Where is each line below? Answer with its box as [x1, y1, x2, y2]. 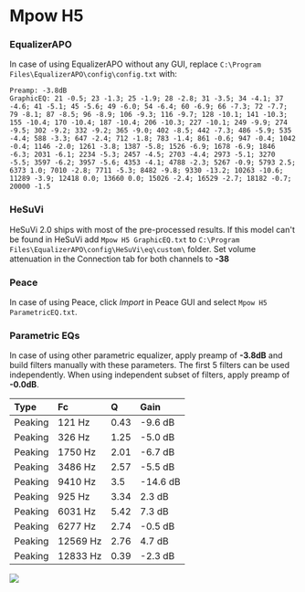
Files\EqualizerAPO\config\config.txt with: [9, 69, 178, 79]
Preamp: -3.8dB [9, 86, 68, 96]
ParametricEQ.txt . [9, 307, 78, 318]
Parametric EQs [9, 330, 80, 342]
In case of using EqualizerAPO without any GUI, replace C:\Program [9, 58, 262, 69]
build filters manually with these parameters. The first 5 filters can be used [9, 360, 290, 371]
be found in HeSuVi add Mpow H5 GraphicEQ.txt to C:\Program [9, 234, 240, 245]
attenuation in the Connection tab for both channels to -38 [9, 253, 230, 264]
